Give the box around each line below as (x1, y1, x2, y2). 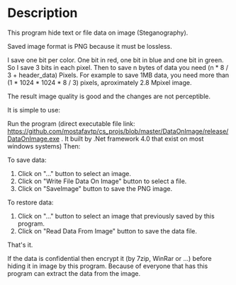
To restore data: (7, 198, 54, 207)
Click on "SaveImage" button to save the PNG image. (17, 184, 172, 192)
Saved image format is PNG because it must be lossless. (7, 42, 172, 50)
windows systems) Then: (7, 141, 81, 150)
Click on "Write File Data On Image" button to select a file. (17, 177, 187, 185)
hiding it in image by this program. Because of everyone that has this (7, 262, 208, 270)
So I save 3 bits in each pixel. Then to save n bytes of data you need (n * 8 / (7, 63, 229, 71)
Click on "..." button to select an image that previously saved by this (17, 211, 215, 220)
